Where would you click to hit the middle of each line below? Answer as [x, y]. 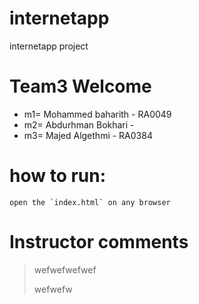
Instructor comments [99, 242]
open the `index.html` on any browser [90, 202]
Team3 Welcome [80, 86]
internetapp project [49, 46]
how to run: [58, 176]
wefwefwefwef [65, 269]
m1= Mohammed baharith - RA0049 [97, 114]
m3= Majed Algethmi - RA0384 [88, 135]
